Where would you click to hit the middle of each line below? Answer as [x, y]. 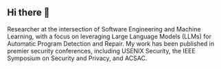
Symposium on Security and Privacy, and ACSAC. [77, 58]
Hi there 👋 [28, 13]
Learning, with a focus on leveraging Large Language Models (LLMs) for [109, 36]
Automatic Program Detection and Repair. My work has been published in [111, 43]
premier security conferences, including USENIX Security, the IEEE [101, 51]
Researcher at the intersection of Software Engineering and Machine [104, 29]
